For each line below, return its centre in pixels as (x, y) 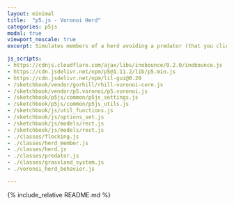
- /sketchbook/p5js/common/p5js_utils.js (68, 104)
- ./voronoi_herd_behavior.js (51, 169)
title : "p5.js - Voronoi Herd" (54, 20)
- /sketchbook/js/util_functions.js (60, 111)
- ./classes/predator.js (43, 156)
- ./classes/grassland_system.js (56, 162)
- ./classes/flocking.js (43, 137)
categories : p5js (32, 26)
